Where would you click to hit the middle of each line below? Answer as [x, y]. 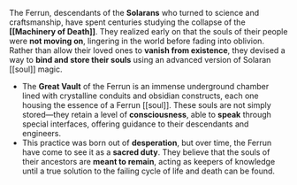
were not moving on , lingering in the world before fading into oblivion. [137, 41]
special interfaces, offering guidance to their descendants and [135, 124]
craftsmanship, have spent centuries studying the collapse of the [127, 22]
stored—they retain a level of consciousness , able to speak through [147, 115]
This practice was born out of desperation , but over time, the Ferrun [147, 143]
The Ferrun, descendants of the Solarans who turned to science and [134, 13]
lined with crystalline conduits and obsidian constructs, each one [140, 96]
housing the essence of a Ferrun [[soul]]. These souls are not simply [146, 105]
